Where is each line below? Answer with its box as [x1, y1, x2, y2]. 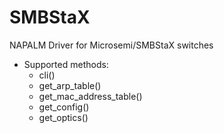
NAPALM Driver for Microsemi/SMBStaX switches [9, 39, 214, 51]
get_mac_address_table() [38, 90, 143, 102]
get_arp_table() [38, 79, 102, 91]
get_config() [38, 101, 90, 113]
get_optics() [38, 111, 89, 123]
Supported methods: [23, 58, 109, 70]
